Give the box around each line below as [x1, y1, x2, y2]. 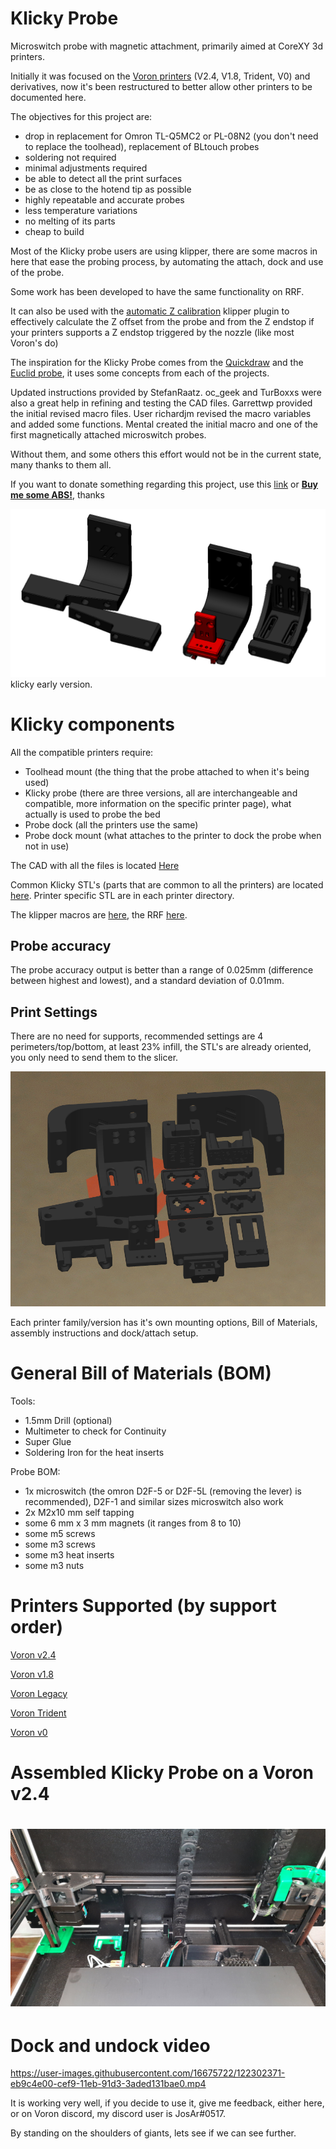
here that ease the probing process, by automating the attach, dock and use [10, 255, 324, 267]
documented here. [10, 91, 87, 103]
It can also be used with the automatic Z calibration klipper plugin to [10, 305, 290, 317]
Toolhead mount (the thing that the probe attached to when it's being [24, 765, 310, 777]
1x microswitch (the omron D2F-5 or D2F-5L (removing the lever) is [24, 1485, 302, 1497]
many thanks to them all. [10, 458, 112, 471]
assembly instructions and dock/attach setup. [10, 1327, 199, 1339]
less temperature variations [24, 204, 138, 216]
